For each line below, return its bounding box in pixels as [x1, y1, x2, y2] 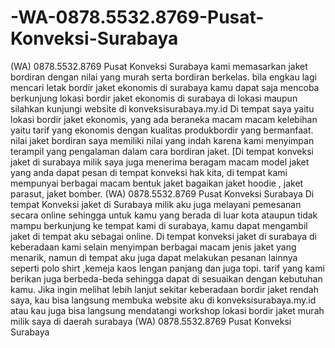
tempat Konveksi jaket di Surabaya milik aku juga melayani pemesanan [10, 198, 302, 210]
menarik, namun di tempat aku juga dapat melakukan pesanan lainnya [10, 251, 298, 263]
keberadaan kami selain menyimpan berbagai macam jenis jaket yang [10, 241, 297, 253]
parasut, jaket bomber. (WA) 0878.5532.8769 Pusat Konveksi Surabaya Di [10, 187, 315, 200]
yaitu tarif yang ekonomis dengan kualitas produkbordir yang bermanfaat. [10, 124, 314, 136]
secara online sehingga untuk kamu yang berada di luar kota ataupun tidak [10, 209, 318, 221]
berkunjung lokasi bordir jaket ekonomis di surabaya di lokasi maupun [10, 92, 298, 104]
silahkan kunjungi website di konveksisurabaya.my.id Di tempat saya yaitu [10, 102, 315, 115]
